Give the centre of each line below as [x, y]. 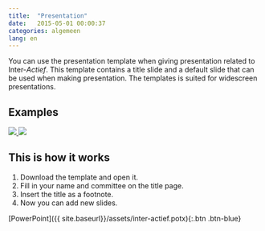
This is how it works [59, 158]
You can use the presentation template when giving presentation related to [132, 61]
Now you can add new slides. [69, 203]
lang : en [23, 38]
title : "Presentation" [48, 16]
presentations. [32, 87]
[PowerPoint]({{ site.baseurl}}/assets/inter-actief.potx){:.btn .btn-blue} [125, 218]
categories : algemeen [45, 31]
